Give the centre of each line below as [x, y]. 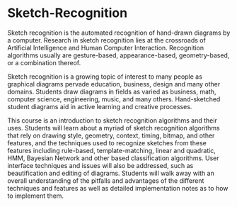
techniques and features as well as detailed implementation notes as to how [118, 188]
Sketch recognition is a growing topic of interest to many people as [105, 77]
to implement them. [36, 196]
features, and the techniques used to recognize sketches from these [107, 142]
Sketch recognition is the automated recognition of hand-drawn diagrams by [119, 33]
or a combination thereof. [44, 62]
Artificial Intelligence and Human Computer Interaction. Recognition [106, 47]
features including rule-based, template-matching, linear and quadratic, [111, 150]
